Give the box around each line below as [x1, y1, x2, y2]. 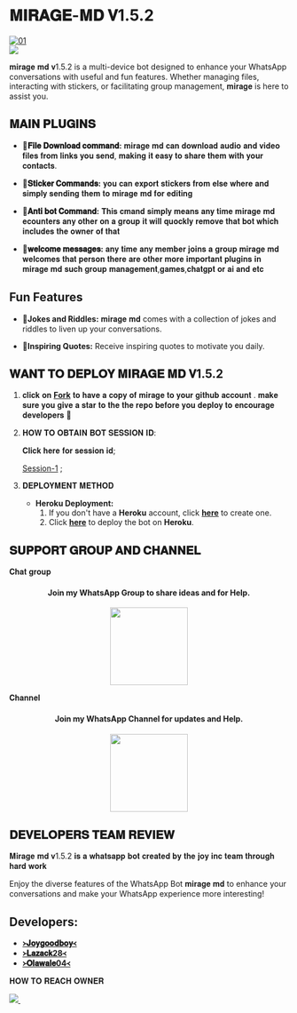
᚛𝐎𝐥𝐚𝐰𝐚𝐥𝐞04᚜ [21, 958, 71, 969]
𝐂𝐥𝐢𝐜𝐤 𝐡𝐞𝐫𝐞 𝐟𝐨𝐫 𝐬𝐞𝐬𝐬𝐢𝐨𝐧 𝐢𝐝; [21, 445, 116, 456]
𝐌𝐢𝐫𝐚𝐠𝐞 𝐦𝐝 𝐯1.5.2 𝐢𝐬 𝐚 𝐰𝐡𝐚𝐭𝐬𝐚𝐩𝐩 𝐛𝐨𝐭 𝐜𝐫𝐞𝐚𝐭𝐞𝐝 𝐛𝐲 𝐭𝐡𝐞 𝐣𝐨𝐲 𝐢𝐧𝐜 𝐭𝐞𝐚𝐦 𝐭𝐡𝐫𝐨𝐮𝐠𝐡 [9, 850, 275, 862]
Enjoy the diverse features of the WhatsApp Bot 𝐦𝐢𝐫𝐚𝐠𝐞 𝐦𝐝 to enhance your [9, 879, 286, 889]
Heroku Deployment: [35, 499, 113, 509]
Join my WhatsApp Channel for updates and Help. [54, 713, 244, 724]
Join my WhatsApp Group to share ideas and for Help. [47, 587, 251, 598]
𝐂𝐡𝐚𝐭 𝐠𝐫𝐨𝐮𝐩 [9, 566, 51, 578]
